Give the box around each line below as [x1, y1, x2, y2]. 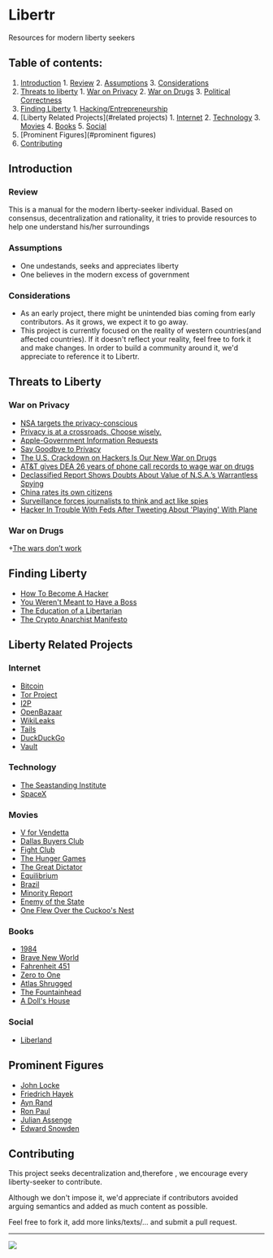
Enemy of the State [19, 897, 85, 906]
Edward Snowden [19, 1123, 80, 1133]
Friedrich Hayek [19, 1089, 74, 1099]
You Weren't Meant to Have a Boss [19, 596, 137, 607]
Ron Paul [19, 1106, 50, 1116]
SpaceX [19, 788, 47, 798]
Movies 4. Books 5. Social [19, 120, 107, 131]
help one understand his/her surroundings [8, 222, 150, 232]
